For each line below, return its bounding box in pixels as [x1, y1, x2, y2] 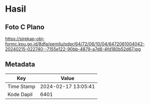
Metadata [5, 60, 35, 69]
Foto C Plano [5, 23, 45, 31]
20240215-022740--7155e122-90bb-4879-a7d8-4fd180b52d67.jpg [5, 46, 141, 52]
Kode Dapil [7, 91, 33, 98]
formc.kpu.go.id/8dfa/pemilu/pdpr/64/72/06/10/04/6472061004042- [5, 41, 145, 47]
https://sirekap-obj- [5, 36, 45, 42]
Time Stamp [7, 83, 36, 90]
